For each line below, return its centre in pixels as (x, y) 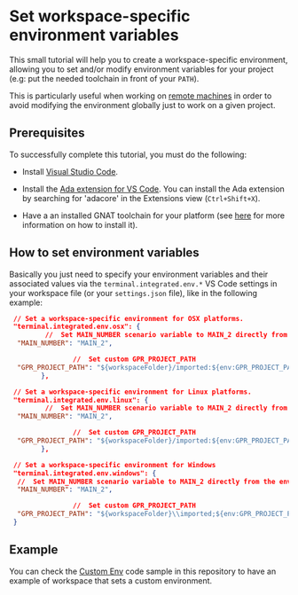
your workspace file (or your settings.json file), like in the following (133, 293)
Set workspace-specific (100, 16)
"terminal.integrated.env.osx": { (77, 327)
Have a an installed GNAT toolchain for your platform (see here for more (153, 215)
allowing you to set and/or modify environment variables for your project (141, 69)
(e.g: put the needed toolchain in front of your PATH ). (104, 78)
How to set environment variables (104, 253)
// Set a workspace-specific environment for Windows (114, 465)
